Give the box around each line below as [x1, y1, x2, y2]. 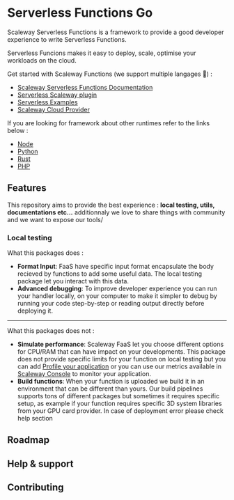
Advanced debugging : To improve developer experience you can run [17, 284, 217, 293]
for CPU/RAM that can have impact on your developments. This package [17, 347, 226, 356]
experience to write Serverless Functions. [7, 35, 127, 43]
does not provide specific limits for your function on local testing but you [17, 355, 226, 364]
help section [17, 414, 54, 423]
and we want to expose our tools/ [7, 215, 103, 224]
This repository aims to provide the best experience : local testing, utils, [7, 201, 215, 209]
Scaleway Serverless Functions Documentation [17, 83, 153, 91]
